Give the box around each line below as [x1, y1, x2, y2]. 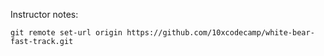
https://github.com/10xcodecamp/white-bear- [126, 28, 315, 38]
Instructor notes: [10, 9, 79, 20]
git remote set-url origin [10, 28, 123, 38]
